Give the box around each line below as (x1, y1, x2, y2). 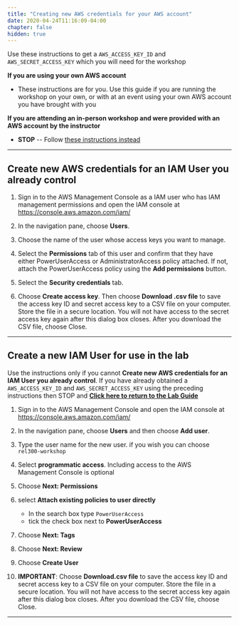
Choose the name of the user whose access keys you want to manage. (17, 236, 226, 244)
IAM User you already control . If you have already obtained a (7, 376, 188, 385)
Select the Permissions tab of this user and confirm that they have (17, 249, 213, 258)
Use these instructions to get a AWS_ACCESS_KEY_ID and (7, 50, 166, 58)
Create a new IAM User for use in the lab (7, 350, 189, 362)
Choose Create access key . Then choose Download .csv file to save (17, 292, 221, 301)
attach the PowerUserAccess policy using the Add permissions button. (17, 264, 227, 273)
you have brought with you (17, 100, 97, 109)
